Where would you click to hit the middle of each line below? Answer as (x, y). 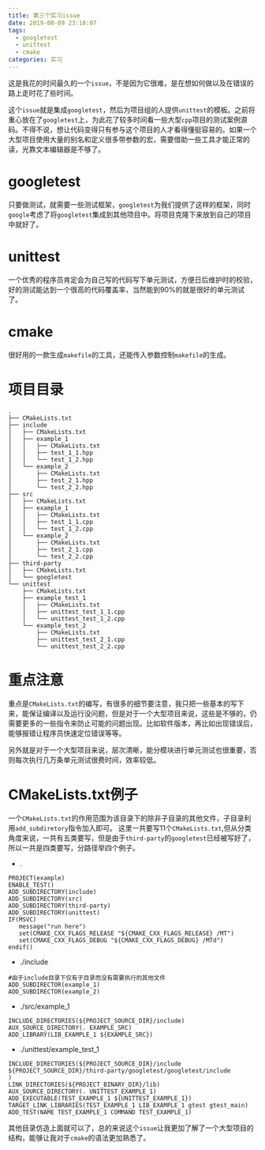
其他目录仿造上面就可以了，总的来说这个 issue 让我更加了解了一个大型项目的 (131, 1128)
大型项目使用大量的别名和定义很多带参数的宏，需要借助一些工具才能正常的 (129, 139)
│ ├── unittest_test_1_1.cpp (74, 612)
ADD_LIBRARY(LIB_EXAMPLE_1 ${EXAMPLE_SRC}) (81, 1035)
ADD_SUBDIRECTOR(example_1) (54, 985)
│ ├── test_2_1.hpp (50, 480)
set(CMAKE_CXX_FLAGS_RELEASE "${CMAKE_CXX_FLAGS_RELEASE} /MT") (127, 933)
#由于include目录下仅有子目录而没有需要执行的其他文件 (87, 978)
